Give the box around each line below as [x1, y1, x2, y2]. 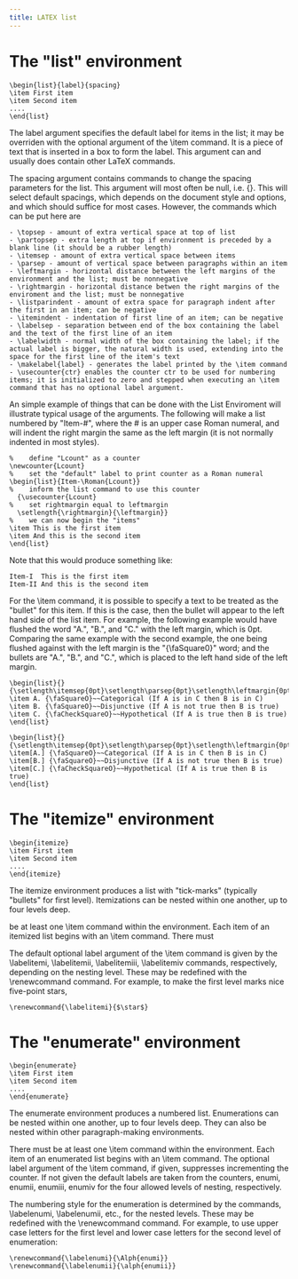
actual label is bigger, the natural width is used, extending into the [9, 344, 284, 354]
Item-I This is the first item [9, 572, 129, 581]
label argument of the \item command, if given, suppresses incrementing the [9, 1163, 289, 1173]
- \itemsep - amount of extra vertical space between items [9, 250, 237, 260]
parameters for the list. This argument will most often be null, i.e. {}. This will [9, 182, 288, 193]
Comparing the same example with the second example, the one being [9, 632, 268, 644]
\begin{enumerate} [9, 1061, 77, 1070]
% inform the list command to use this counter [9, 485, 200, 494]
